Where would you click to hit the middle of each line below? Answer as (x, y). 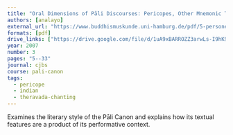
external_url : (28, 26)
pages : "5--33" (29, 59)
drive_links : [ (29, 39)
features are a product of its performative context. (79, 124)
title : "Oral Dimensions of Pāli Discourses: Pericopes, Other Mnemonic (114, 13)
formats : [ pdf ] (29, 33)
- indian (26, 91)
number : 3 (21, 53)
